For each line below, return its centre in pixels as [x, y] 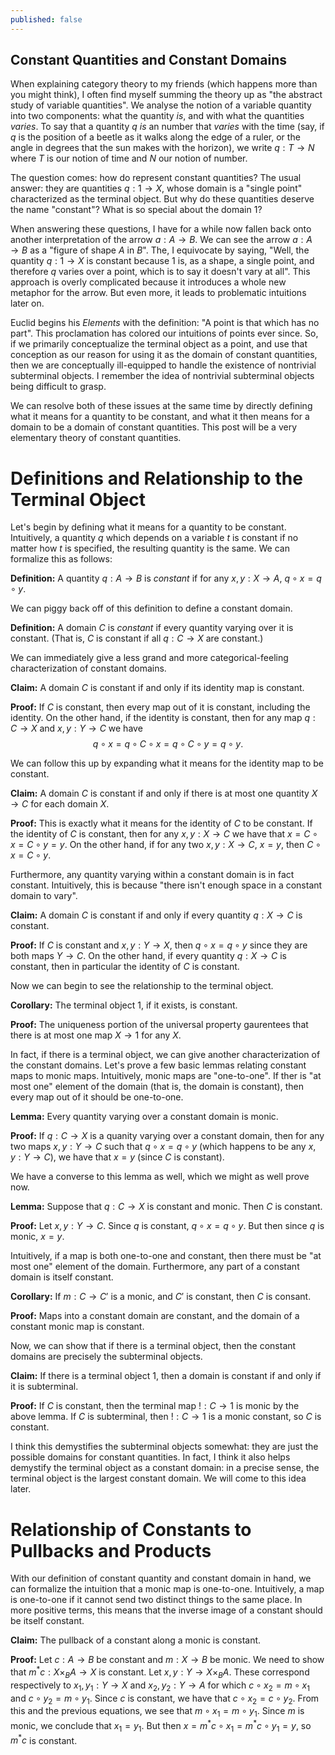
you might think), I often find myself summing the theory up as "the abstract [166, 95]
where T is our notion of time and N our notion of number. [129, 158]
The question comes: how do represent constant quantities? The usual [156, 178]
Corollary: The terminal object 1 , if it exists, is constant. [124, 1005]
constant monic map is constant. [77, 1327]
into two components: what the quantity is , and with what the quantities [157, 116]
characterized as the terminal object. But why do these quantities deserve [162, 199]
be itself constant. [47, 1621]
